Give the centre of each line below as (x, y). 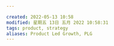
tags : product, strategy (37, 28)
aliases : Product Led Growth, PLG (49, 33)
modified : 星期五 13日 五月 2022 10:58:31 (57, 22)
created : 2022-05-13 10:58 (40, 17)
